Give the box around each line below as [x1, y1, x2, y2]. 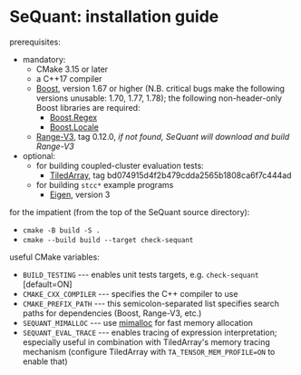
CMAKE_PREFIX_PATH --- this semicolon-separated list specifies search [22, 298, 279, 309]
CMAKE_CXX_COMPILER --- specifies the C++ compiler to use [22, 288, 238, 299]
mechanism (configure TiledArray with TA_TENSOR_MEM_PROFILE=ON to [22, 346, 276, 357]
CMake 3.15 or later [35, 64, 109, 74]
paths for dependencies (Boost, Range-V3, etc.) [22, 307, 202, 319]
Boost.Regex [49, 112, 98, 123]
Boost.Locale [49, 121, 100, 133]
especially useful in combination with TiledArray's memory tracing [22, 336, 270, 347]
